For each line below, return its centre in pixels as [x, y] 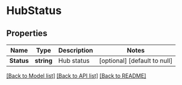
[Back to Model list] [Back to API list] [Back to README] [76, 76]
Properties [27, 33]
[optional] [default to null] [136, 61]
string [44, 61]
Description [76, 50]
